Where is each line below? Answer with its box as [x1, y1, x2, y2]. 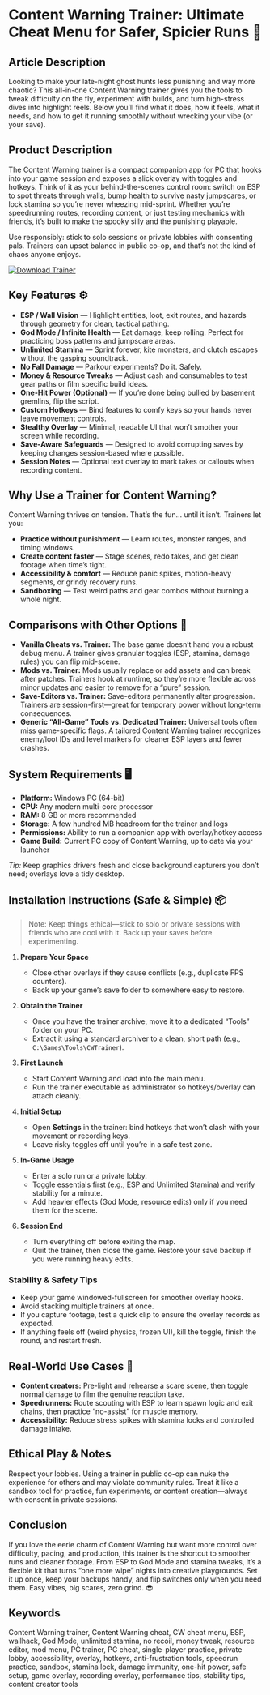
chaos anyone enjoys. [8, 249, 82, 259]
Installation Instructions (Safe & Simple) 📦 [8, 893, 227, 907]
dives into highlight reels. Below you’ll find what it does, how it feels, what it [8, 103, 260, 112]
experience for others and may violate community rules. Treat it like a [8, 1477, 239, 1487]
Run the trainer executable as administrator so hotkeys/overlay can [32, 1082, 256, 1092]
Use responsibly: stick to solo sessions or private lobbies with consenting [8, 232, 253, 242]
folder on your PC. [32, 1025, 94, 1034]
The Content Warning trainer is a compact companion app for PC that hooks [8, 165, 262, 174]
